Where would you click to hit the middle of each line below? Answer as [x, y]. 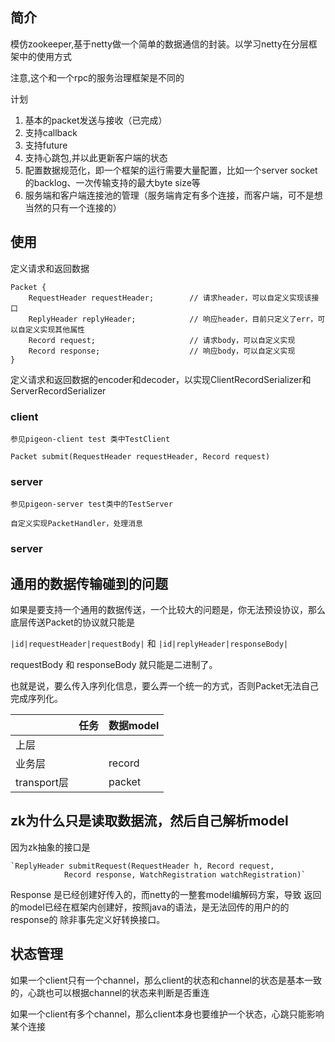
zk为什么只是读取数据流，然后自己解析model [149, 821]
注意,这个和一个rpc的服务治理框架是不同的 [97, 77]
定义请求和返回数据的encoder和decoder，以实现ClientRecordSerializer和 [161, 379]
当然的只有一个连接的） [73, 207]
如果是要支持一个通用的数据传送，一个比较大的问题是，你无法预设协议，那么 [168, 609]
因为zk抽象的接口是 [50, 847]
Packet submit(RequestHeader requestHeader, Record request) [140, 456]
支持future [46, 145]
